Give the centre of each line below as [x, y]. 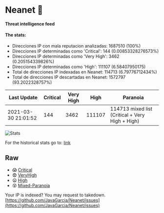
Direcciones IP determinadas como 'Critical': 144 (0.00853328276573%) [85, 51]
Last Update [23, 97]
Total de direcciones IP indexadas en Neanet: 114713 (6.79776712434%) [84, 72]
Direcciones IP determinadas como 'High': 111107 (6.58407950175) [79, 67]
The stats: [16, 35]
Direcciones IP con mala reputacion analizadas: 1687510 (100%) [76, 46]
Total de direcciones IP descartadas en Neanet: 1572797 [69, 77]
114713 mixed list [131, 109]
